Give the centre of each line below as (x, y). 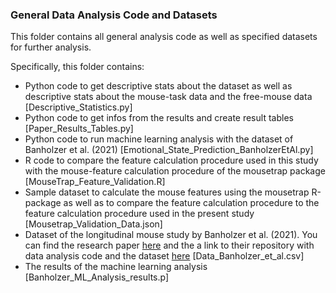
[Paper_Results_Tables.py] (79, 129)
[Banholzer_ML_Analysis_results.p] (97, 277)
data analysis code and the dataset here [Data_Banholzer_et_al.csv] (164, 256)
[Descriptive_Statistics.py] (78, 107)
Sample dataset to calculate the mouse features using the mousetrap (167, 192)
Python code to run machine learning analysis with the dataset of (159, 139)
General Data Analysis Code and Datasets (114, 15)
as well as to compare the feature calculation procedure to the (191, 203)
